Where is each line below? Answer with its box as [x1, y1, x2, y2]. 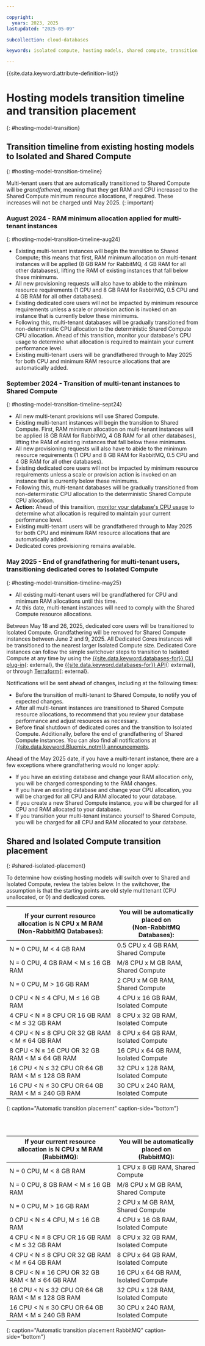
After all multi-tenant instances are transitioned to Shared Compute [15, 704, 184, 711]
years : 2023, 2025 [12, 20, 59, 26]
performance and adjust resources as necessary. [15, 717, 139, 724]
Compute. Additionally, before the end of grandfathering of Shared [15, 730, 183, 737]
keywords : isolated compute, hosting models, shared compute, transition [6, 48, 198, 54]
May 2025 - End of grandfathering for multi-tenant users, [6, 558, 180, 566]
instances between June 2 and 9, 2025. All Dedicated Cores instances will [6, 635, 193, 642]
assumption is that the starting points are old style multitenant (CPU [6, 887, 177, 894]
